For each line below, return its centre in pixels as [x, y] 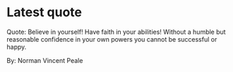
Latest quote [44, 12]
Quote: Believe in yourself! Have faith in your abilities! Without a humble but [116, 32]
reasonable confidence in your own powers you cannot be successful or [112, 39]
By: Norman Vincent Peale [45, 60]
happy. [17, 47]
